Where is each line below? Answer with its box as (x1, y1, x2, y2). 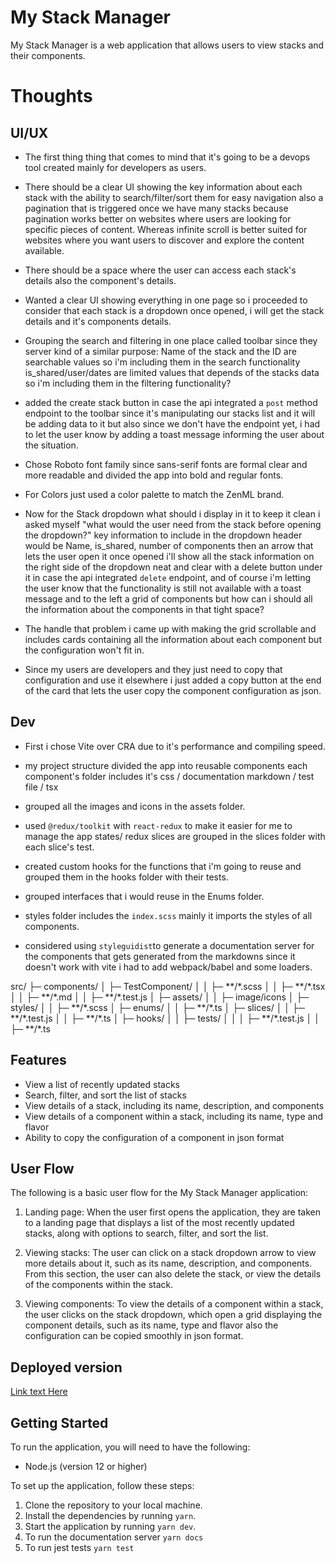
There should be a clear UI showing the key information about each (24, 181, 303, 193)
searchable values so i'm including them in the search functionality (24, 356, 301, 368)
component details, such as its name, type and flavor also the (24, 1319, 279, 1331)
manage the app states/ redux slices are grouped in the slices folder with (24, 830, 326, 842)
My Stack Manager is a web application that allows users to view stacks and (10, 39, 325, 51)
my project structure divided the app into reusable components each (24, 759, 308, 771)
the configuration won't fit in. (24, 644, 145, 656)
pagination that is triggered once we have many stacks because (24, 202, 289, 214)
